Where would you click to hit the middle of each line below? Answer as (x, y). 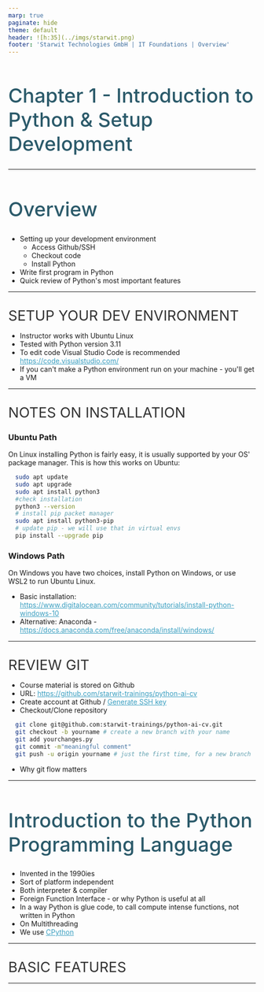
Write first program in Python (66, 272)
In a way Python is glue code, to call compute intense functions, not (129, 907)
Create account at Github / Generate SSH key (93, 702)
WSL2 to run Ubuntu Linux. (52, 581)
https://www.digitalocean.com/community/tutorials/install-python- (127, 605)
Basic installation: (48, 597)
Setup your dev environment (124, 315)
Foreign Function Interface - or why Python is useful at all (112, 899)
